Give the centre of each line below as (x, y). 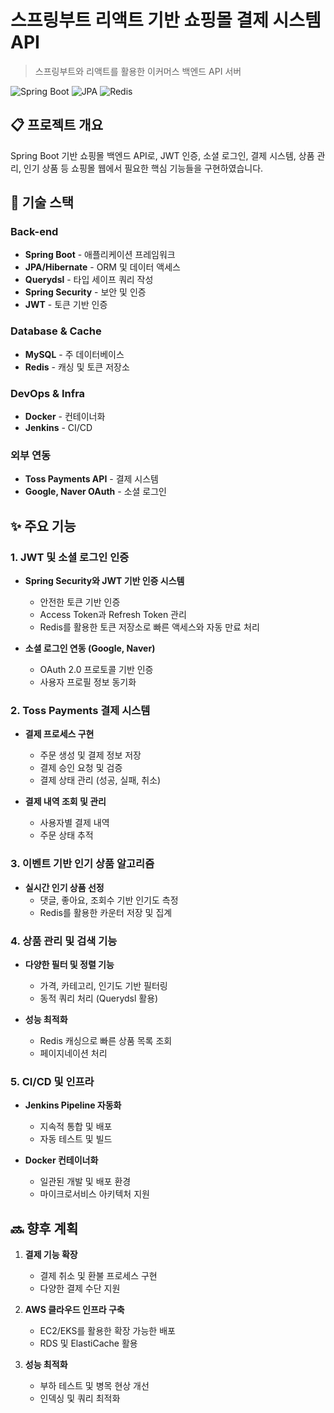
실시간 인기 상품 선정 (64, 887)
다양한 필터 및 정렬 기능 (69, 964)
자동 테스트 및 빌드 (76, 1139)
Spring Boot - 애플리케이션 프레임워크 (100, 255)
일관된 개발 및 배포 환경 (85, 1182)
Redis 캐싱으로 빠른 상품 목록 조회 (106, 1040)
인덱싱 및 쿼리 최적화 (80, 1398)
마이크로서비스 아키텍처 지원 (94, 1194)
